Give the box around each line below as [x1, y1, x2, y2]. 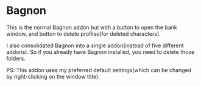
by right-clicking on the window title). [6, 73, 100, 80]
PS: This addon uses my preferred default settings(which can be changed [6, 66, 192, 73]
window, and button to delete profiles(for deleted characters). [6, 30, 161, 37]
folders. [6, 55, 26, 62]
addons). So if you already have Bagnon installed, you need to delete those [6, 48, 195, 55]
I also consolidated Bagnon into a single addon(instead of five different [6, 42, 184, 49]
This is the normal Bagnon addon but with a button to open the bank [6, 24, 178, 31]
